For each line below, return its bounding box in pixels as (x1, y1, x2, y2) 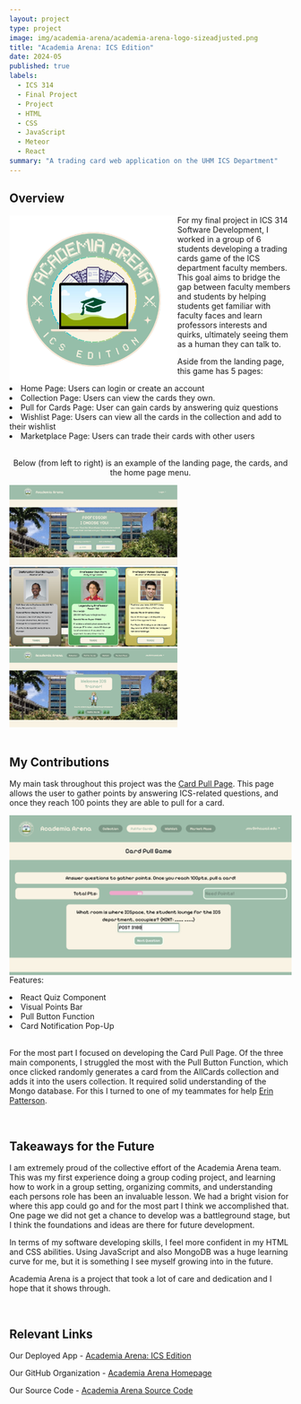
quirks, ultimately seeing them (177, 328, 288, 340)
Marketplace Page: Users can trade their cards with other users (21, 431, 255, 441)
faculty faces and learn (177, 310, 262, 320)
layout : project (9, 14, 70, 23)
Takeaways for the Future (9, 1138, 155, 1154)
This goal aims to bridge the (177, 272, 280, 283)
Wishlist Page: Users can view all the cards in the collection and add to (21, 411, 282, 422)
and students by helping (177, 291, 267, 301)
